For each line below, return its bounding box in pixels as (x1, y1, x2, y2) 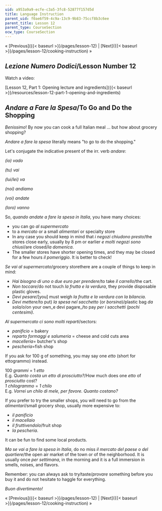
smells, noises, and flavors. (5, 462, 59, 467)
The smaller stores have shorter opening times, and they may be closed (12, 249, 155, 255)
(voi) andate (5, 195, 30, 201)
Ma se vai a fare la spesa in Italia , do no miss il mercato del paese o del (5, 446, 148, 452)
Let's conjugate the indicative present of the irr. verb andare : (5, 148, 127, 154)
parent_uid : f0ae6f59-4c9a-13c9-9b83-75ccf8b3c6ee (5, 16, 109, 21)
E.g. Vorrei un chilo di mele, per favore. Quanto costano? (5, 388, 118, 394)
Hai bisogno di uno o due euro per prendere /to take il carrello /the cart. (12, 278, 153, 284)
